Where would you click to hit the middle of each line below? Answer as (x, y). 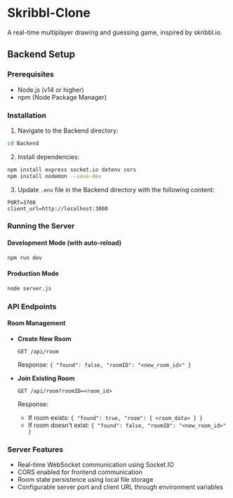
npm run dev (25, 257)
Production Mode (33, 274)
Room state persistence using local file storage (85, 480)
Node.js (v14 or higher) (51, 90)
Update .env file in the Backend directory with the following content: (116, 189)
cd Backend (23, 143)
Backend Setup (41, 54)
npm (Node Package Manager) (62, 97)
